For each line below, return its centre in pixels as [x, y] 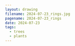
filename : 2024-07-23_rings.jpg [37, 14]
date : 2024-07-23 [22, 23]
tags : [10, 27]
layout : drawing [21, 9]
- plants [18, 36]
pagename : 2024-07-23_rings [33, 18]
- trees [17, 32]
